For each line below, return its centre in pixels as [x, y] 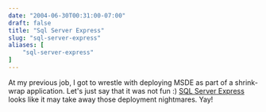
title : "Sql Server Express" [56, 30]
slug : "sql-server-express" [55, 38]
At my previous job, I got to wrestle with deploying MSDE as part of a [121, 82]
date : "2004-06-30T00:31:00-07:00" [67, 15]
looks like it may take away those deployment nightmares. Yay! [111, 99]
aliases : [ [26, 45]
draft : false [30, 23]
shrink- [246, 82]
